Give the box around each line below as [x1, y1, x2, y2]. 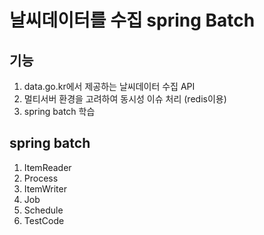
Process [23, 172, 59, 184]
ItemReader [23, 161, 72, 173]
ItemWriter [23, 182, 67, 195]
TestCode [23, 214, 65, 226]
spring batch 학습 [23, 106, 96, 117]
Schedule [23, 204, 64, 216]
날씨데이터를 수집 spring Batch [9, 9, 256, 32]
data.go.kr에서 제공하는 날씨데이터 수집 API [23, 81, 196, 92]
